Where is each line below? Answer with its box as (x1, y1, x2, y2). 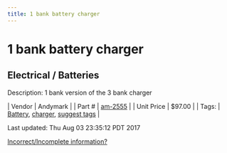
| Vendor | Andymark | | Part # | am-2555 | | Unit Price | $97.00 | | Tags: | (7, 102, 221, 110)
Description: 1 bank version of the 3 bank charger (7, 88, 152, 97)
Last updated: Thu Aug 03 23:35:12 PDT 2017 (7, 123, 141, 132)
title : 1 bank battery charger (7, 10, 100, 18)
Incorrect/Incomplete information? (7, 137, 108, 146)
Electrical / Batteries (7, 69, 100, 82)
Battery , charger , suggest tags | (7, 110, 100, 118)
